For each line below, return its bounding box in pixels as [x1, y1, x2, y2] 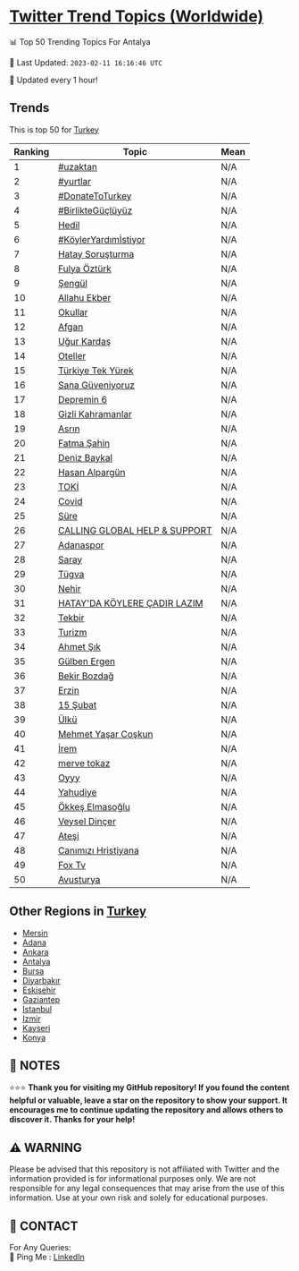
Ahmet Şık [57, 640, 101, 653]
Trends [9, 100, 50, 115]
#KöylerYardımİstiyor [57, 233, 145, 245]
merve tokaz [57, 756, 111, 769]
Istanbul [21, 1003, 52, 1014]
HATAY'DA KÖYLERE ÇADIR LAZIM [57, 597, 203, 610]
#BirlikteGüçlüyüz [57, 204, 133, 217]
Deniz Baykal [57, 451, 113, 464]
